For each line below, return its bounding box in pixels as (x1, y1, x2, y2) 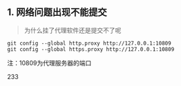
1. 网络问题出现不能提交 (7, 6, 107, 19)
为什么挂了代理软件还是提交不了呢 (23, 26, 122, 34)
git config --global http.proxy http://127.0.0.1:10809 (7, 40, 171, 47)
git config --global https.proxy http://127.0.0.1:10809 (7, 45, 175, 53)
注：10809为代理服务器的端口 (7, 58, 92, 67)
